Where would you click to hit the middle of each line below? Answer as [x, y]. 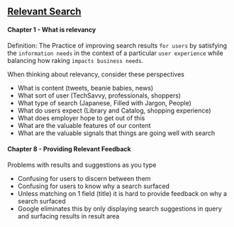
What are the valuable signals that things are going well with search [116, 133]
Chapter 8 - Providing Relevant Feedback [69, 149]
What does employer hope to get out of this [81, 118]
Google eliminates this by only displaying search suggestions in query [119, 209]
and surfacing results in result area [68, 216]
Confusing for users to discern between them [84, 178]
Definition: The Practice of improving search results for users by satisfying [117, 45]
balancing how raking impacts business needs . [76, 60]
